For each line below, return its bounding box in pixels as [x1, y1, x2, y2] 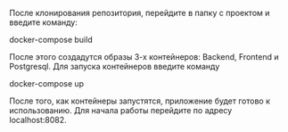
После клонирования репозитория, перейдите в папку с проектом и [9, 8, 270, 18]
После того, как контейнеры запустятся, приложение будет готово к [9, 95, 270, 106]
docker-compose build [9, 35, 93, 45]
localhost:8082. [9, 115, 67, 125]
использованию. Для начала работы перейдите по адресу [9, 105, 233, 115]
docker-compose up [9, 78, 85, 88]
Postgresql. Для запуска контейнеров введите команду [9, 62, 220, 71]
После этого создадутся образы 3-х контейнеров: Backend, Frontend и [9, 52, 279, 62]
